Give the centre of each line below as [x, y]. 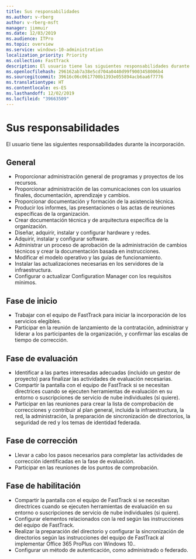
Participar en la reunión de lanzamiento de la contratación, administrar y [101, 328]
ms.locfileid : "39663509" [37, 99]
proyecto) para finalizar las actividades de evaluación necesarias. [93, 379]
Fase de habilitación [43, 486]
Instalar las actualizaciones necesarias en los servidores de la [89, 264]
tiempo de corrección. [41, 340]
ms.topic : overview [30, 45]
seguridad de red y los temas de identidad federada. [78, 422]
